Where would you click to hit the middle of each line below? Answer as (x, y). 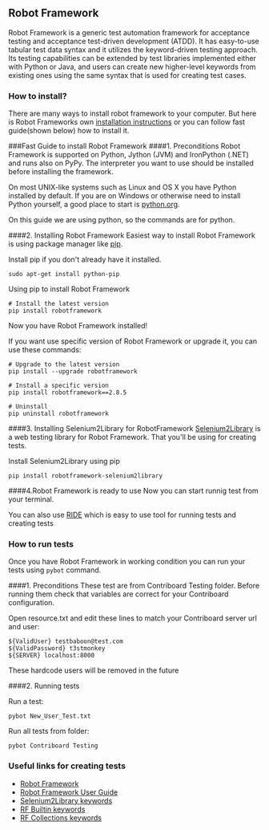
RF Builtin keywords (52, 809)
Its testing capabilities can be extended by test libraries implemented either (132, 58)
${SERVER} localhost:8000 (51, 656)
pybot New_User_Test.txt (50, 716)
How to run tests (41, 544)
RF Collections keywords (61, 817)
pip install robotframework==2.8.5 (68, 393)
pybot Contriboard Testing (53, 746)
